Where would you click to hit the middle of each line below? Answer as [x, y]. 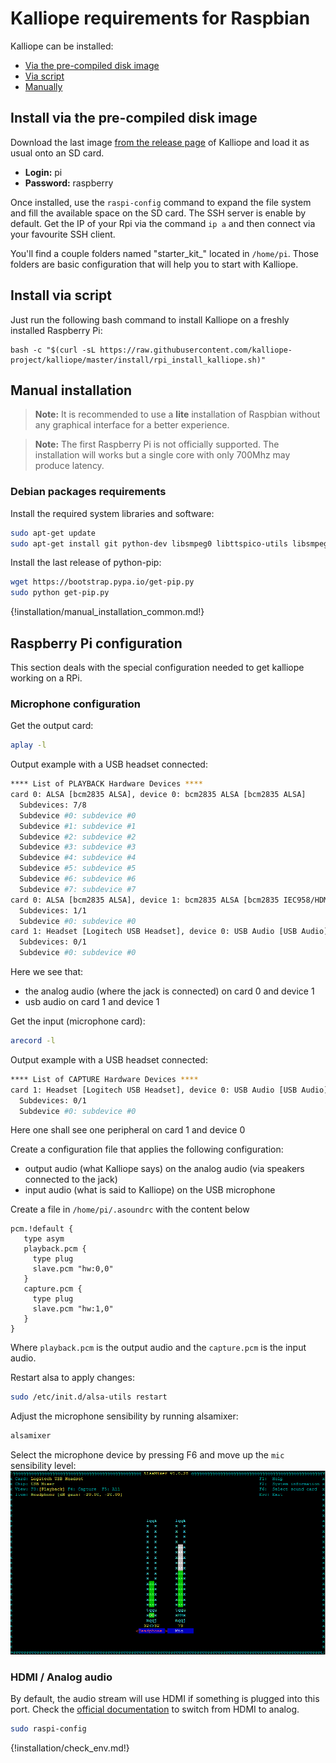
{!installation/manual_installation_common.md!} [107, 612]
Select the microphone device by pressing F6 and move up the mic [147, 1455]
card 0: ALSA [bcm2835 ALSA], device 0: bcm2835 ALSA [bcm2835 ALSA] [158, 795]
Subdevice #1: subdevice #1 [78, 826]
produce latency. [69, 466]
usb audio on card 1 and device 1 [92, 1002]
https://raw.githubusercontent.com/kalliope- [196, 350]
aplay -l [28, 745]
